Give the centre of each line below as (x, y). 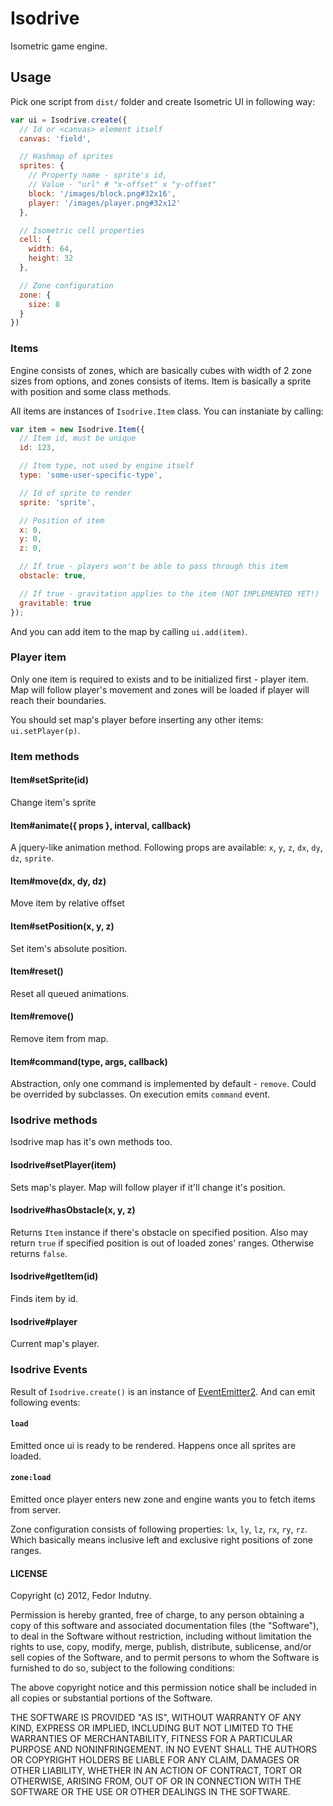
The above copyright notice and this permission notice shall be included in (163, 1688)
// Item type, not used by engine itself (107, 466)
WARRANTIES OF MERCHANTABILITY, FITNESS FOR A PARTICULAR (151, 1739)
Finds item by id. (44, 1299)
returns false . (39, 1253)
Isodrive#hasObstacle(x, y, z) (73, 1210)
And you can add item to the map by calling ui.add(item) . (129, 631)
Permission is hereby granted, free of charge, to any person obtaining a (157, 1615)
